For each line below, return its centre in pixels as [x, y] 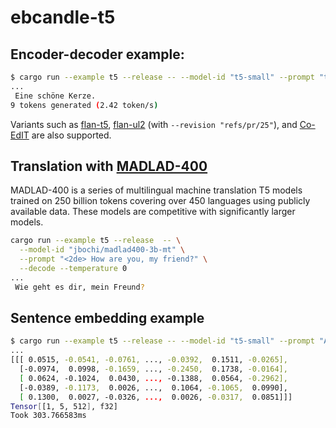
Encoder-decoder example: [97, 54]
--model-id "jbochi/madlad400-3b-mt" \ [102, 250]
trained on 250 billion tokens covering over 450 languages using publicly [160, 201]
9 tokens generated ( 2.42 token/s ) [84, 105]
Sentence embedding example [107, 317]
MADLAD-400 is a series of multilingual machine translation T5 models [156, 190]
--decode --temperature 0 [73, 268]
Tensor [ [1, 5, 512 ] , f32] [64, 406]
